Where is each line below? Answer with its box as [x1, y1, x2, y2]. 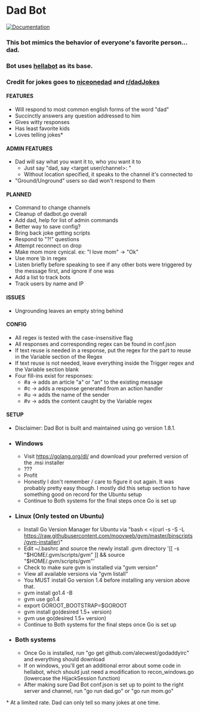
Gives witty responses [14, 118, 70, 125]
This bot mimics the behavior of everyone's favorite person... [6, 38, 188, 47]
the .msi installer [23, 459, 64, 466]
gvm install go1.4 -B [23, 589, 73, 596]
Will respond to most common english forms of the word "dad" [14, 106, 170, 113]
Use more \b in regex [14, 255, 67, 262]
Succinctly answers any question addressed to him [14, 112, 141, 119]
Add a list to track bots [14, 274, 70, 281]
